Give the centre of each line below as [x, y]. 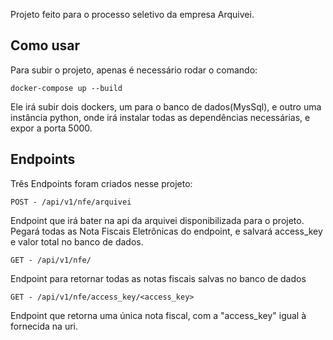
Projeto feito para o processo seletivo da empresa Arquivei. [132, 14]
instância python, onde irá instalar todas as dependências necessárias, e [160, 117]
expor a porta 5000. [51, 128]
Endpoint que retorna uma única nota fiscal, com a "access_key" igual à [158, 315]
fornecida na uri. [44, 326]
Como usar [45, 45]
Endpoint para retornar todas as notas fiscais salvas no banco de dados [158, 278]
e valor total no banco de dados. [77, 241]
